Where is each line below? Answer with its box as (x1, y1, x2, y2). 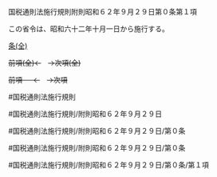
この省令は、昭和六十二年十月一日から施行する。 (8, 24, 169, 34)
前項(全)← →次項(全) (8, 58, 81, 67)
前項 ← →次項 (8, 75, 68, 84)
